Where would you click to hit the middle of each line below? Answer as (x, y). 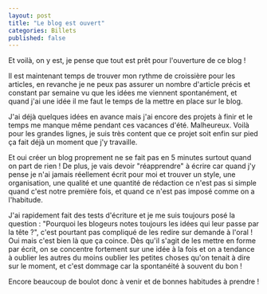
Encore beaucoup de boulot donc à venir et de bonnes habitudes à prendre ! (134, 282)
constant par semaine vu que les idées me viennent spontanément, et (123, 93)
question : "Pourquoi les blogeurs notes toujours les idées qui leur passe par (133, 224)
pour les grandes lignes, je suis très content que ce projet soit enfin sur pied (133, 134)
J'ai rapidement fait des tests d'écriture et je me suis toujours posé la (122, 215)
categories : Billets (43, 30)
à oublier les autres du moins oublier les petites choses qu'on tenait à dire (130, 258)
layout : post (30, 16)
